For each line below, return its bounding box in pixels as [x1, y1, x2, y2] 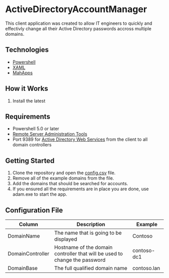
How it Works [5, 84, 48, 93]
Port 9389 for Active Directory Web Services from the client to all [12, 136, 148, 142]
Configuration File [5, 206, 63, 214]
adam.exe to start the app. [12, 191, 67, 197]
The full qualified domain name [54, 265, 127, 271]
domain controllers [12, 142, 52, 148]
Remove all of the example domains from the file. [12, 175, 114, 181]
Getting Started [5, 156, 55, 165]
